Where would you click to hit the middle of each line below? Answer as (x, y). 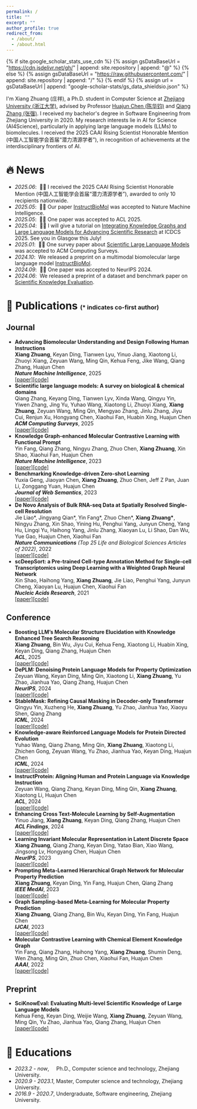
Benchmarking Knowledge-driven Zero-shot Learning (82, 474)
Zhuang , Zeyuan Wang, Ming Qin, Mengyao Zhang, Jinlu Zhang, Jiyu (98, 410)
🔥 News (26, 170)
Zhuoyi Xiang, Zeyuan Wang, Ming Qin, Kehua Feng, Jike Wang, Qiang (100, 360)
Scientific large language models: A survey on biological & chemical (99, 386)
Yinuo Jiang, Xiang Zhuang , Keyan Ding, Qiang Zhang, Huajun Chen (97, 820)
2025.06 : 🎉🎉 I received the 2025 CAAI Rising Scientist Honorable (94, 187)
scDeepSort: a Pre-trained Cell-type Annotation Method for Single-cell (103, 561)
